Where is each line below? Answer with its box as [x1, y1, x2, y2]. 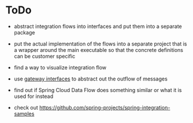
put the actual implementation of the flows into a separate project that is [13, 40, 187, 47]
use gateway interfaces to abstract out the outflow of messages [13, 75, 168, 82]
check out [13, 104, 38, 111]
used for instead [13, 93, 54, 100]
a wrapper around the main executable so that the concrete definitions [13, 46, 184, 53]
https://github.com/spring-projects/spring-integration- [39, 104, 170, 111]
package [13, 29, 36, 36]
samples [13, 110, 34, 117]
